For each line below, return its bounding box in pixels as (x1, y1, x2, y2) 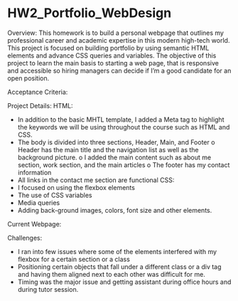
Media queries (17, 198, 60, 207)
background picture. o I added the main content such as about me (17, 153, 212, 162)
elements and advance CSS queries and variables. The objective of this (7, 51, 217, 60)
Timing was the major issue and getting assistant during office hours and (17, 278, 232, 286)
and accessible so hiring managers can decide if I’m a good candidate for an (7, 66, 232, 75)
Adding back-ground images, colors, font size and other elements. (17, 206, 212, 214)
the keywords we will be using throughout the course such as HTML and (17, 122, 230, 131)
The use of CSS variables (17, 191, 92, 199)
